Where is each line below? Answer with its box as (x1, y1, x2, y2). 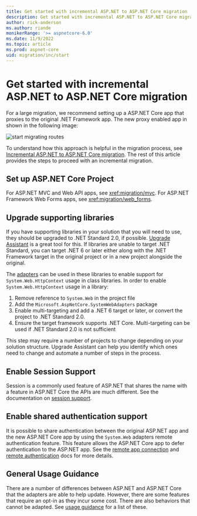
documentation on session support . (6, 395, 92, 402)
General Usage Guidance (6, 469, 99, 479)
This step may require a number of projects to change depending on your (6, 337, 184, 344)
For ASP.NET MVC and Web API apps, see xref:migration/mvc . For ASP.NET (6, 189, 189, 196)
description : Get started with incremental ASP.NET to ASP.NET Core (6, 14, 177, 20)
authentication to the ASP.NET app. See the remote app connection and (6, 446, 179, 453)
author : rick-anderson (6, 19, 62, 25)
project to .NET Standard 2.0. (14, 313, 86, 320)
